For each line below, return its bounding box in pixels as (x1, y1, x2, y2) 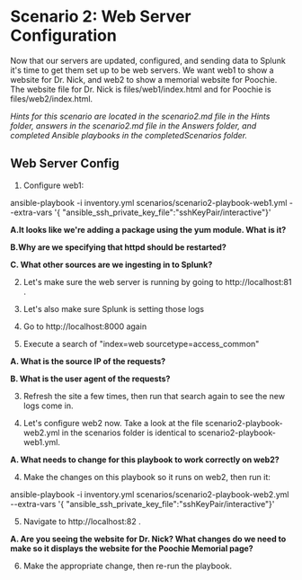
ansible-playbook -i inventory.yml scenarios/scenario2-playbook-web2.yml (10, 488, 289, 500)
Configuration (10, 25, 118, 46)
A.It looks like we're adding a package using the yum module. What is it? (10, 224, 287, 235)
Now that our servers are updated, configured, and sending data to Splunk (10, 55, 286, 66)
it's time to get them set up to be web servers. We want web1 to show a (10, 65, 274, 76)
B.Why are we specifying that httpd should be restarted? (10, 241, 227, 253)
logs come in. (22, 400, 74, 411)
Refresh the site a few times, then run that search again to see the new (22, 390, 286, 401)
